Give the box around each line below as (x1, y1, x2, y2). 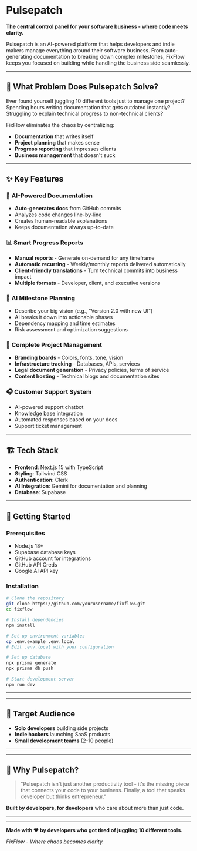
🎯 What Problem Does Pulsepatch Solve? (6, 82, 159, 92)
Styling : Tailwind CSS (14, 470, 67, 477)
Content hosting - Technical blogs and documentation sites (14, 373, 159, 380)
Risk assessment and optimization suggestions (14, 326, 128, 333)
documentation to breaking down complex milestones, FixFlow (33, 53, 185, 60)
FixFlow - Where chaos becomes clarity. (6, 838, 104, 845)
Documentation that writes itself (14, 133, 94, 140)
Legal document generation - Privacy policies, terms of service (14, 367, 169, 374)
